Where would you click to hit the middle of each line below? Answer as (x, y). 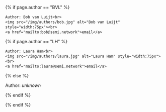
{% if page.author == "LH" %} (36, 41)
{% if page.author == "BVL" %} (37, 7)
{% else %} (17, 76)
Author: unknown (23, 85)
